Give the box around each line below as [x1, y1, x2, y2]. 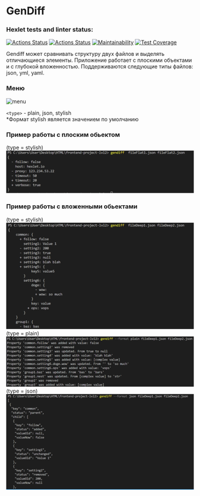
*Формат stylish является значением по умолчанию [6, 115, 139, 123]
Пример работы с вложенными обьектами [6, 202, 138, 211]
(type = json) [6, 387, 38, 394]
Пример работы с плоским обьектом [6, 130, 120, 139]
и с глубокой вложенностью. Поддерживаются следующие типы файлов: [6, 63, 193, 70]
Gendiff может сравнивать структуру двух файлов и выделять [6, 51, 165, 58]
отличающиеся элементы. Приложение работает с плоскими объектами [6, 56, 192, 64]
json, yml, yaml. [6, 70, 45, 77]
